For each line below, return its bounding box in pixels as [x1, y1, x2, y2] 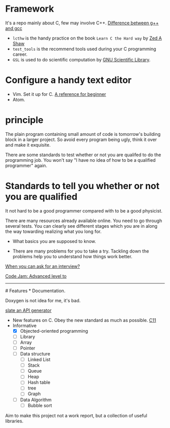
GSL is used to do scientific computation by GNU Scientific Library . [12, 56, 151, 62]
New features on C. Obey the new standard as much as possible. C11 [12, 317, 156, 323]
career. [12, 51, 28, 57]
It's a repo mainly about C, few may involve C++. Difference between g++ [5, 20, 159, 26]
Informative [12, 323, 37, 329]
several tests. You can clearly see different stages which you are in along [5, 223, 158, 229]
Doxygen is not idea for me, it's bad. [5, 297, 81, 303]
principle [5, 115, 44, 126]
